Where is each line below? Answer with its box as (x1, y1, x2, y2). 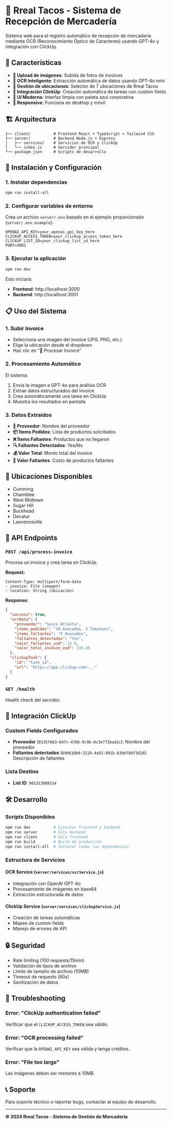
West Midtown (12, 496, 44, 503)
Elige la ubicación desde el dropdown (12, 342, 92, 348)
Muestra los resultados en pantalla (12, 398, 86, 404)
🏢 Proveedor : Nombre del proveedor (12, 423, 90, 429)
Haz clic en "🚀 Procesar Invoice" (12, 347, 82, 354)
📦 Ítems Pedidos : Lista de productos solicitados (12, 429, 116, 435)
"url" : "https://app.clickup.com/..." (14, 665, 97, 670)
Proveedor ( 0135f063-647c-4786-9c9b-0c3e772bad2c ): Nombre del (12, 739, 150, 745)
